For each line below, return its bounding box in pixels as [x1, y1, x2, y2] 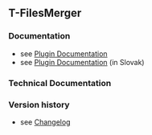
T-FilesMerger [8, 6, 82, 20]
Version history [8, 99, 70, 110]
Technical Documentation [8, 77, 112, 88]
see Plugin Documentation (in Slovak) [19, 57, 145, 67]
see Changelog [19, 117, 71, 127]
